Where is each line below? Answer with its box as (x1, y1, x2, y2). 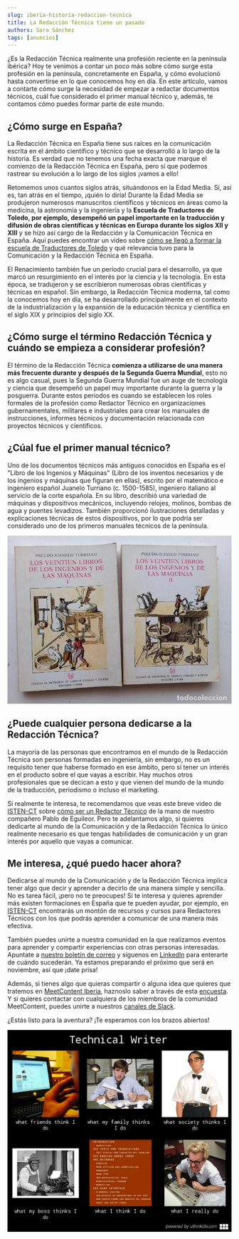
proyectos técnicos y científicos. (7, 421, 103, 430)
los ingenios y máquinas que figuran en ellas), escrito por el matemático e (7, 476, 224, 484)
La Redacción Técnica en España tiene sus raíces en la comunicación (7, 139, 211, 148)
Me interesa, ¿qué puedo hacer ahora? (7, 857, 182, 869)
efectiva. (7, 922, 33, 930)
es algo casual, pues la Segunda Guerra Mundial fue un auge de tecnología (7, 376, 228, 384)
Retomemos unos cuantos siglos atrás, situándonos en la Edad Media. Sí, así (7, 184, 232, 192)
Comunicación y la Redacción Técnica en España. (7, 251, 154, 260)
